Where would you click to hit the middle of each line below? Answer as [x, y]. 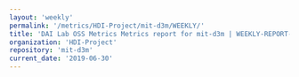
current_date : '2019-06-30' [61, 58]
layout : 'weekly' [41, 17]
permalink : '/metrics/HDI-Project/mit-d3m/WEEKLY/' [107, 26]
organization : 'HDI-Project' [63, 42]
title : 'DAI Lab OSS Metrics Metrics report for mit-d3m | [121, 34]
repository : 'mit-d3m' [51, 50]
